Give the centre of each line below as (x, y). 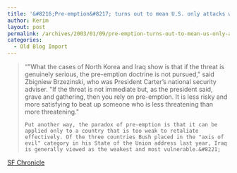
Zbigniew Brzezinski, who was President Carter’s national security (120, 82)
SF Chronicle (26, 162)
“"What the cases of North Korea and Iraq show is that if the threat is (124, 67)
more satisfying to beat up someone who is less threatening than (119, 104)
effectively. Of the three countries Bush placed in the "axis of (124, 137)
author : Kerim (28, 20)
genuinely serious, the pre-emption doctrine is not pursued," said (120, 74)
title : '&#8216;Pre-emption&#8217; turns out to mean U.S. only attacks (116, 14)
